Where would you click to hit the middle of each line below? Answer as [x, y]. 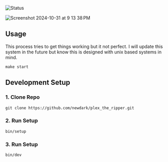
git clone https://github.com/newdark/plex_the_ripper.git [70, 108]
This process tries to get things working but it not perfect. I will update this [84, 46]
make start [17, 67]
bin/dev [14, 155]
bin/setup [16, 131]
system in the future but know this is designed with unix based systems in [83, 52]
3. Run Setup [22, 144]
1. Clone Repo [23, 97]
